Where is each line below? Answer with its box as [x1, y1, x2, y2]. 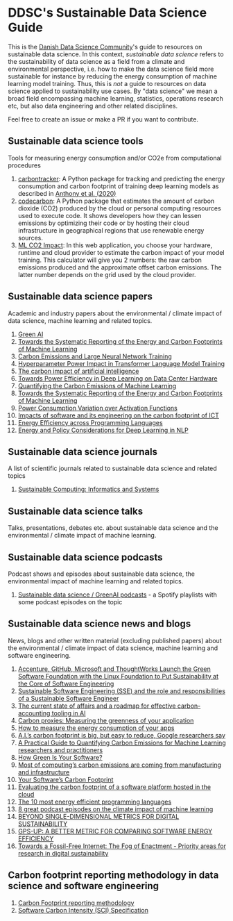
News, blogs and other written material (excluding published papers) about [8, 636, 222, 645]
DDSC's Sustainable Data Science [8, 5, 207, 21]
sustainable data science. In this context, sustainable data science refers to [8, 50, 224, 58]
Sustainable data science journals [8, 446, 158, 458]
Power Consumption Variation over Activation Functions [17, 404, 178, 412]
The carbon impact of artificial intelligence [17, 367, 139, 375]
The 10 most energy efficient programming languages [17, 797, 172, 806]
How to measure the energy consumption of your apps [17, 724, 175, 732]
